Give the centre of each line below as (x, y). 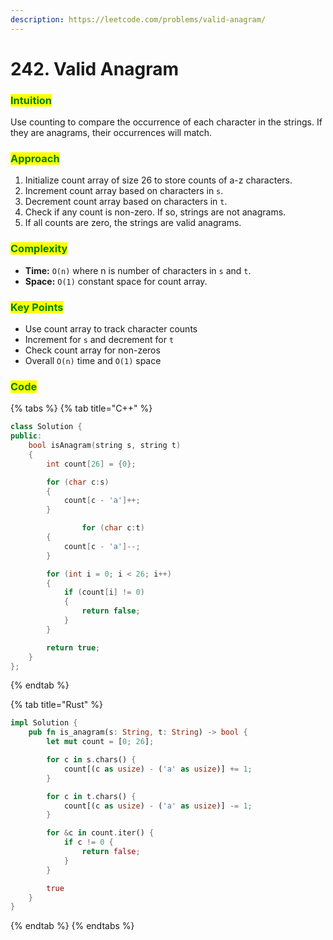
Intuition (31, 100)
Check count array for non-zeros (92, 350)
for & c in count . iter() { (100, 833)
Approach (35, 159)
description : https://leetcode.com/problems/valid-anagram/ (138, 19)
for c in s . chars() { (91, 760)
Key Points (37, 307)
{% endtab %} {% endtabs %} (72, 926)
